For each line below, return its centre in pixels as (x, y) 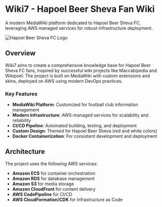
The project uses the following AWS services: (51, 163)
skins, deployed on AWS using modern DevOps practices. (64, 81)
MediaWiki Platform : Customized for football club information (75, 104)
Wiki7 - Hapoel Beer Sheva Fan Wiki (80, 9)
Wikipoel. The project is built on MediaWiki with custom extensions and (78, 76)
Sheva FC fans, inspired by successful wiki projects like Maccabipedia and (81, 70)
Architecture (25, 152)
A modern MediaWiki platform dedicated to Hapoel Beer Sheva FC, (73, 23)
